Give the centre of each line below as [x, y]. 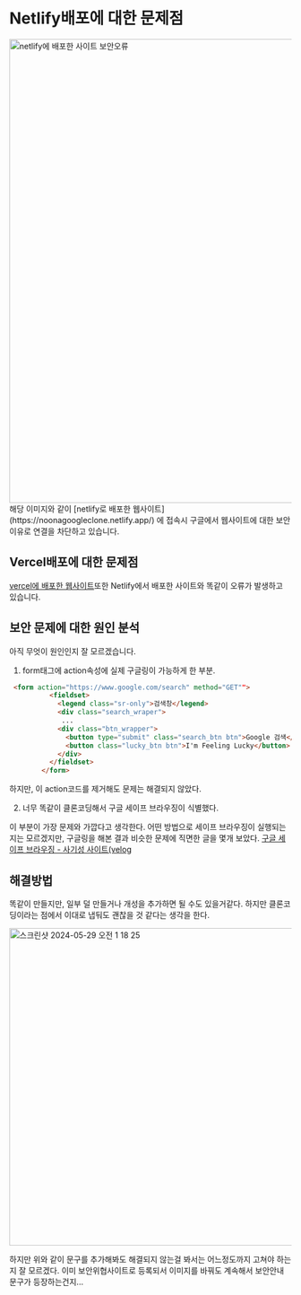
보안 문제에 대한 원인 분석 [75, 628]
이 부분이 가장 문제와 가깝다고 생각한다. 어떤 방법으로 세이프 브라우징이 [132, 827]
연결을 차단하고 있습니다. [76, 531]
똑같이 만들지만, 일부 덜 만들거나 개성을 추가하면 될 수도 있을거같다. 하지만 [138, 904]
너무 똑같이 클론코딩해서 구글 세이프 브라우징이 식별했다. [120, 808]
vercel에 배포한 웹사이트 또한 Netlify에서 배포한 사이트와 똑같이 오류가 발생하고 [146, 585]
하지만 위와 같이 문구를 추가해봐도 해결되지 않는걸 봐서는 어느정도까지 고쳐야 [142, 1259]
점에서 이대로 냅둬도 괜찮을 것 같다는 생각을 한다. [125, 915]
